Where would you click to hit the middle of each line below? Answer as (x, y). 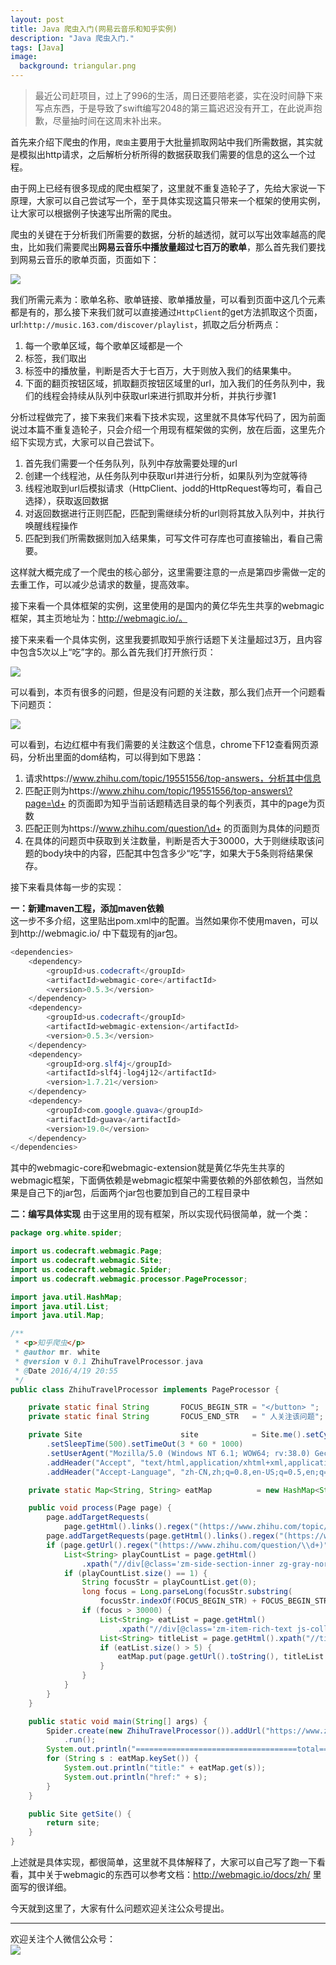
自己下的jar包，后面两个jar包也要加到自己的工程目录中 (139, 1193)
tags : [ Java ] (37, 47)
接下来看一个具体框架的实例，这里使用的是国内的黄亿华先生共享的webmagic (167, 605)
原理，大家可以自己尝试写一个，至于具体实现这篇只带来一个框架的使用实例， (168, 200)
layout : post (37, 19)
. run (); (80, 1740)
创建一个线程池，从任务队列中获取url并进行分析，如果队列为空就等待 (166, 475)
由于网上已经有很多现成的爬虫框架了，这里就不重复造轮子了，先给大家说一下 (168, 188)
